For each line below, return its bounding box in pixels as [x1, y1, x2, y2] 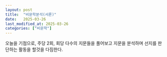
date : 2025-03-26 [5, 16, 46, 21]
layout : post [5, 7, 33, 12]
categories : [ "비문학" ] [5, 26, 52, 31]
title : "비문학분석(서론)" [5, 12, 57, 17]
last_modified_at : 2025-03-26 [5, 21, 69, 26]
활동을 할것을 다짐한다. [18, 46, 63, 52]
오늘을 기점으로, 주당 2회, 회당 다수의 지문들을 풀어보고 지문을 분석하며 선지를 [5, 40, 157, 46]
